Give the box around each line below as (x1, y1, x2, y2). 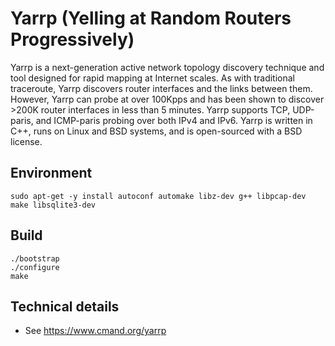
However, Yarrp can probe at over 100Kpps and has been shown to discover (10, 93, 325, 105)
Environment (10, 165, 93, 182)
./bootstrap (10, 253, 60, 264)
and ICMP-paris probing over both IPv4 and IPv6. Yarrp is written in (35, 114, 313, 126)
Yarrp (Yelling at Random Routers (10, 7, 292, 30)
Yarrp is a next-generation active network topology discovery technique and (10, 61, 325, 73)
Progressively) (10, 28, 135, 51)
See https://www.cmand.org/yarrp (24, 325, 167, 337)
